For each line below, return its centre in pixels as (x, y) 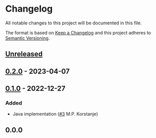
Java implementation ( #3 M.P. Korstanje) (55, 114)
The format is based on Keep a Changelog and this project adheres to (78, 32)
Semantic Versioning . (27, 38)
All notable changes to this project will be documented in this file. (74, 23)
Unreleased (24, 54)
